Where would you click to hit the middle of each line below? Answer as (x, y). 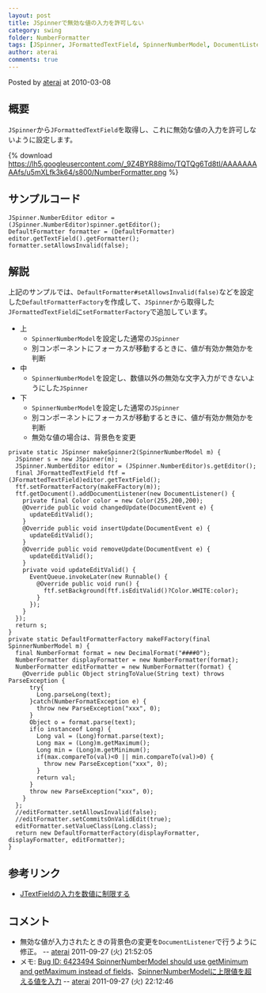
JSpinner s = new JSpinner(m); (67, 460)
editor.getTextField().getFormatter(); (74, 238)
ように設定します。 (46, 139)
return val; (57, 778)
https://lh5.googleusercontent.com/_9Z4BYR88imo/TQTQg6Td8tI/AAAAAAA (133, 164)
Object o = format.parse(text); (82, 722)
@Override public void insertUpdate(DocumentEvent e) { (117, 529)
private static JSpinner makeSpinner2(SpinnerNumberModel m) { (115, 453)
